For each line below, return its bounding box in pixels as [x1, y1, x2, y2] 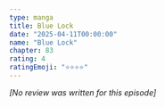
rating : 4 [9, 54, 46, 63]
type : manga [9, 12, 54, 22]
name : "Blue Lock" [9, 37, 78, 47]
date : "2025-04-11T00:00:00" [9, 29, 118, 38]
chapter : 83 [9, 46, 54, 55]
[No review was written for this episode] [9, 86, 157, 98]
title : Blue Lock [9, 21, 74, 30]
